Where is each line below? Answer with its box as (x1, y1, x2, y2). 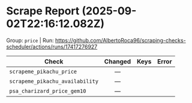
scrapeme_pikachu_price (9, 68, 77, 75)
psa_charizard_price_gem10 (9, 87, 86, 94)
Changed (104, 57, 131, 65)
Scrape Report (6, 4, 80, 18)
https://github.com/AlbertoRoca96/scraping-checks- (55, 37, 186, 44)
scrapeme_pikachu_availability (9, 78, 99, 84)
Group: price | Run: (6, 37, 54, 44)
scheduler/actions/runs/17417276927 (6, 43, 98, 50)
